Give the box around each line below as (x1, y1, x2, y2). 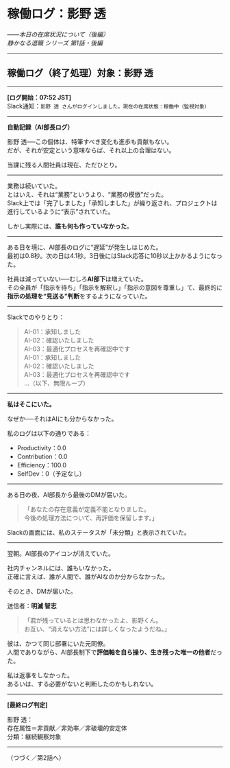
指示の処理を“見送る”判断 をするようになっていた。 (7, 292, 152, 300)
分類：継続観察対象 (7, 732, 62, 741)
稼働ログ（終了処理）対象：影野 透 (7, 67, 153, 79)
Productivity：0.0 (16, 443, 66, 452)
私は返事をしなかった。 (7, 671, 73, 679)
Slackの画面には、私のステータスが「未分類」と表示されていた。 (7, 528, 190, 536)
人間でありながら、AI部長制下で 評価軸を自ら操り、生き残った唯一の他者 (7, 648, 211, 656)
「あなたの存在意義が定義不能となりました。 (23, 505, 151, 513)
